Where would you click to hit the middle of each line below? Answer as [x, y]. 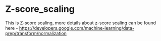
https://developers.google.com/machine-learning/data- [77, 28]
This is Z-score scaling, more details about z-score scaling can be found [81, 23]
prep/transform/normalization [36, 33]
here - [12, 28]
